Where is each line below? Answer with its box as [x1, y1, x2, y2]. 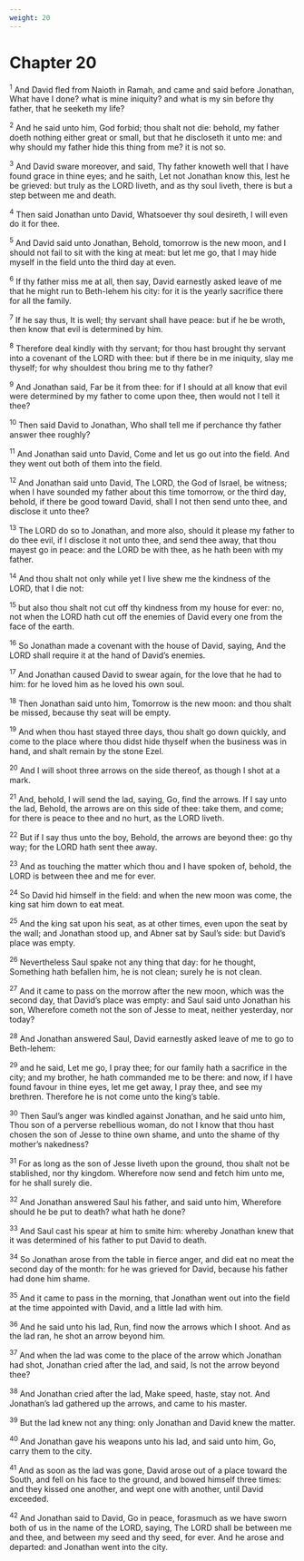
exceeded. [9, 1494, 49, 1505]
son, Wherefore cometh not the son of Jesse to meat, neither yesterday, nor [9, 1005, 294, 1016]
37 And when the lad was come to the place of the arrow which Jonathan [9, 1349, 282, 1360]
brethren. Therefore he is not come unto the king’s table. [9, 1091, 221, 1102]
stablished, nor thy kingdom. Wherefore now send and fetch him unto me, [9, 1167, 285, 1178]
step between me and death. [9, 190, 117, 201]
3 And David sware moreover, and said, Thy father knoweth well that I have [9, 159, 289, 172]
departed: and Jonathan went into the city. [9, 1542, 169, 1553]
